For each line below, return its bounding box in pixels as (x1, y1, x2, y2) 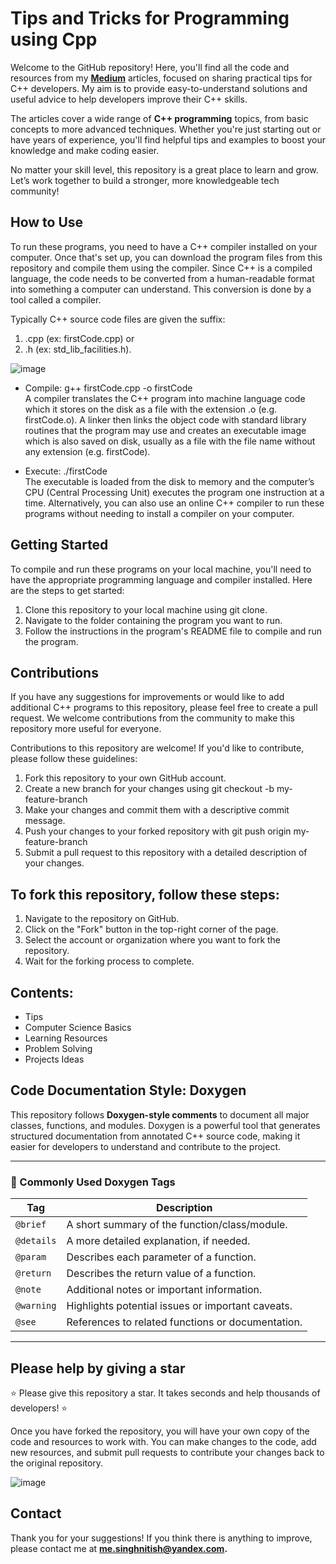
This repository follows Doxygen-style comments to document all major (10, 1108, 310, 1121)
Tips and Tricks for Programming (10, 7, 290, 30)
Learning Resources (24, 1032, 108, 1044)
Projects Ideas (24, 1053, 85, 1065)
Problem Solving (24, 1043, 93, 1054)
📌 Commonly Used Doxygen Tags (10, 1175, 176, 1189)
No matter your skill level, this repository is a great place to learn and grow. (10, 163, 319, 176)
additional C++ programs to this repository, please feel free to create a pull (10, 702, 318, 714)
